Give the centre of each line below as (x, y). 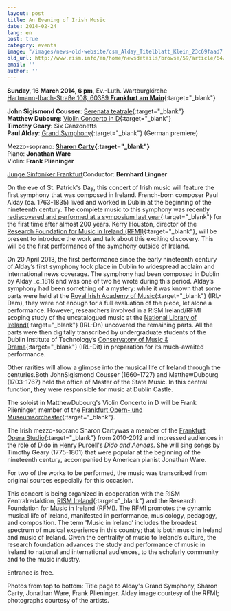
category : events (32, 45)
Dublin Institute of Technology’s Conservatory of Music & (88, 339)
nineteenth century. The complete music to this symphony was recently (109, 209)
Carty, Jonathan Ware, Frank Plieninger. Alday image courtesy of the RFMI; (113, 593)
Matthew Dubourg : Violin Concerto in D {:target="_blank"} (89, 118)
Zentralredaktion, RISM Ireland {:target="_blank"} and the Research (101, 500)
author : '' (23, 71)
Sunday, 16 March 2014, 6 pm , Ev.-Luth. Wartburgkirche (87, 91)
